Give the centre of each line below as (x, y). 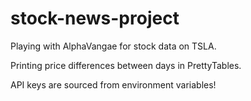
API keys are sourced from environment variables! (113, 84)
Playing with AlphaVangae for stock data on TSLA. (113, 46)
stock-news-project (95, 18)
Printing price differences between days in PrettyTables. (126, 65)
